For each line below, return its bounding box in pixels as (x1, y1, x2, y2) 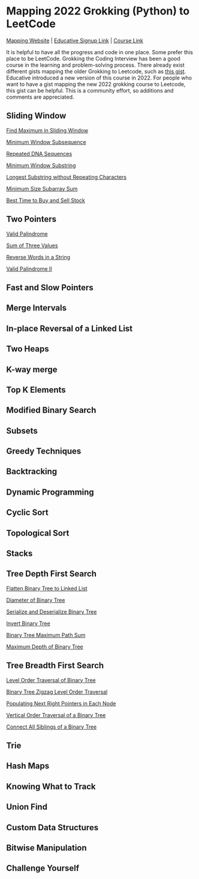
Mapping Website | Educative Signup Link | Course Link (6, 37, 144, 44)
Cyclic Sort (6, 507, 49, 518)
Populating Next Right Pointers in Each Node (6, 700, 116, 707)
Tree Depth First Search (6, 569, 97, 579)
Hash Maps (6, 761, 50, 771)
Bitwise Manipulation (6, 843, 87, 853)
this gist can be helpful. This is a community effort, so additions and (6, 87, 174, 94)
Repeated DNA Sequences (6, 150, 73, 157)
